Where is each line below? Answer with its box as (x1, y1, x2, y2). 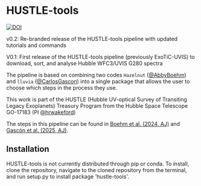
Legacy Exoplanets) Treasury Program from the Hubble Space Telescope (6, 102, 188, 109)
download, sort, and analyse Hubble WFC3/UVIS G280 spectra (6, 60, 163, 67)
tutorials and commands (6, 42, 66, 49)
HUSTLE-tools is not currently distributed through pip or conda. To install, (6, 160, 190, 167)
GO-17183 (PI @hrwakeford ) (6, 108, 76, 116)
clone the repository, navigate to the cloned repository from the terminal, (6, 166, 187, 173)
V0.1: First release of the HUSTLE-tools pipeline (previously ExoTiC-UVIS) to (6, 53, 195, 60)
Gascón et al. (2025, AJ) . (6, 126, 68, 134)
